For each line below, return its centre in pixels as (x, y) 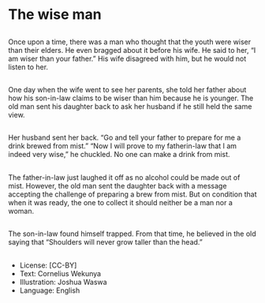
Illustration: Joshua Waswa (63, 282)
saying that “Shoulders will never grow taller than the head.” (105, 242)
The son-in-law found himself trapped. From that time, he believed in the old (132, 234)
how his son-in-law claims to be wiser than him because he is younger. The (131, 98)
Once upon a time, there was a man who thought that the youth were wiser (130, 42)
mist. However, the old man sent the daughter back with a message (118, 185)
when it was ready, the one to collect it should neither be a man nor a (120, 202)
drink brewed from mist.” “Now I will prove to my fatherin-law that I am (123, 146)
